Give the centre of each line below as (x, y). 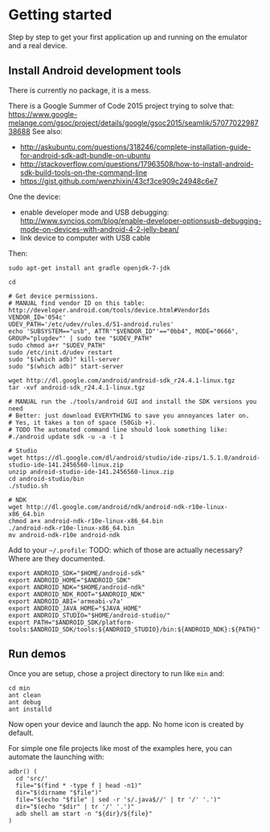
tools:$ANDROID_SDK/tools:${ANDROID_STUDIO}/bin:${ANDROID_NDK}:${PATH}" (135, 629)
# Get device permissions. (53, 296)
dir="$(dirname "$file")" (59, 793)
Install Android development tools (95, 71)
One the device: (35, 196)
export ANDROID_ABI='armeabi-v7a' (66, 601)
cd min (19, 688)
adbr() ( (23, 771)
